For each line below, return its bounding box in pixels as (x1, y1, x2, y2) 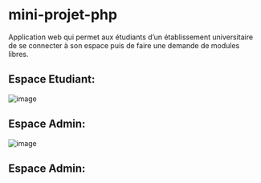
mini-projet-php (8, 6, 118, 24)
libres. (8, 49, 29, 59)
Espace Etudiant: (8, 72, 96, 86)
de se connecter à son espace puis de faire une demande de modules (8, 40, 240, 50)
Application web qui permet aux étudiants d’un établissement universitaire (8, 32, 254, 42)
